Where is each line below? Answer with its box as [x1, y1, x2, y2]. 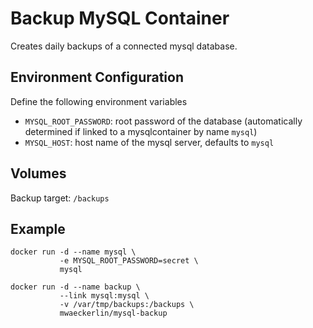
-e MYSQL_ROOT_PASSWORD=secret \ [59, 256, 199, 266]
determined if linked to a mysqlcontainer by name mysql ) [24, 125, 258, 137]
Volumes [10, 165, 67, 182]
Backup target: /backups [10, 192, 110, 204]
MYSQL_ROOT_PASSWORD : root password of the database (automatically [24, 115, 303, 127]
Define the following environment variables [10, 95, 188, 107]
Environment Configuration [10, 69, 184, 86]
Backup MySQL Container [10, 7, 230, 30]
